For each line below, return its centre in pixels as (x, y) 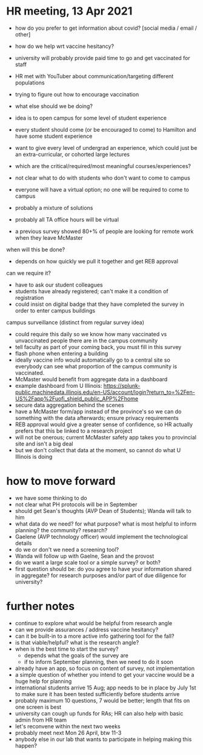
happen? (26, 745)
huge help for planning (43, 681)
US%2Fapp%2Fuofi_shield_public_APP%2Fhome (76, 398)
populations (30, 83)
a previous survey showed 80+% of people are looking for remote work (104, 231)
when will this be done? (36, 249)
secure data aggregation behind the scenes (69, 405)
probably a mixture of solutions (54, 208)
